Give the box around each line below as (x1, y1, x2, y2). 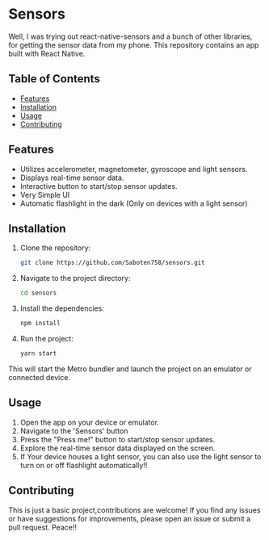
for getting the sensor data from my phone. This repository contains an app (8, 40, 259, 49)
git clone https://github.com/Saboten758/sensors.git (19, 259, 205, 267)
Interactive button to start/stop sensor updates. (19, 181, 178, 190)
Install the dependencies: (19, 303, 105, 313)
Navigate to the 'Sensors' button (19, 425, 128, 436)
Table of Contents (8, 72, 101, 86)
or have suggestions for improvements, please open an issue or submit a (8, 513, 251, 523)
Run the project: (19, 334, 74, 343)
